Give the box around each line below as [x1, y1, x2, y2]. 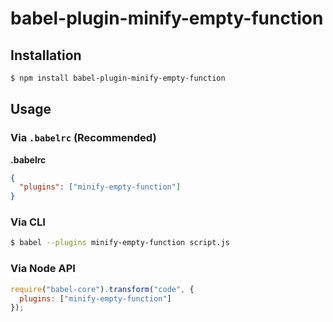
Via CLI [10, 215, 46, 229]
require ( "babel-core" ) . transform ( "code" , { [10, 284, 195, 294]
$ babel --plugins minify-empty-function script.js [10, 238, 230, 248]
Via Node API [10, 262, 76, 276]
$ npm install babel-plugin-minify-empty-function [10, 73, 226, 83]
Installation [10, 47, 82, 64]
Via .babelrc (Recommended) [10, 131, 157, 145]
